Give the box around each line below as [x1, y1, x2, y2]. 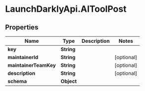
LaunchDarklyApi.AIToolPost [5, 3, 127, 15]
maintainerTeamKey [7, 62, 56, 68]
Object [60, 78, 77, 85]
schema [7, 78, 27, 85]
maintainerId [7, 54, 39, 61]
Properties [5, 23, 39, 31]
